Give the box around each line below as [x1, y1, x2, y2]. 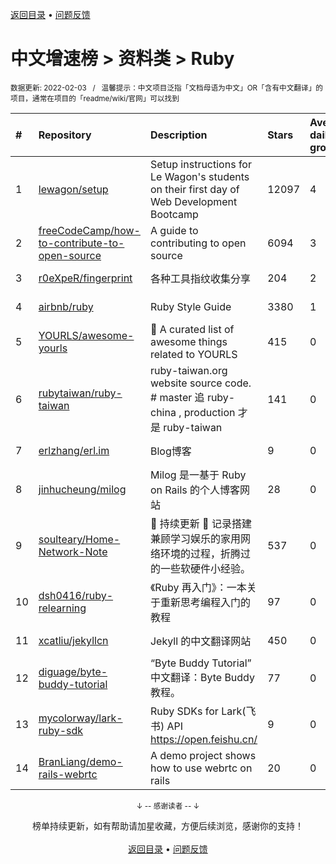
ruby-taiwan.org [149, 363, 228, 377]
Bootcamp [149, 207, 199, 221]
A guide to [149, 223, 199, 237]
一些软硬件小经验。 [159, 561, 251, 575]
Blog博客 [149, 444, 192, 458]
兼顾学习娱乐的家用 [149, 531, 241, 545]
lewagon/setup [38, 182, 109, 196]
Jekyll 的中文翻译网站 [149, 634, 252, 648]
